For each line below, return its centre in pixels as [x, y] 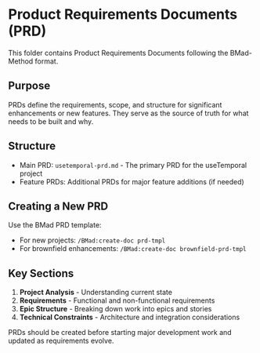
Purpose [29, 86]
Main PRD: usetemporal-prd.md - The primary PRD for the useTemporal [133, 165]
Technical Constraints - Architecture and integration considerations [130, 317]
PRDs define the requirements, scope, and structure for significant [115, 104]
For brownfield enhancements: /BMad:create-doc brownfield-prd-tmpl [133, 249]
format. [47, 61]
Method [21, 61]
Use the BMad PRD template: [55, 225]
